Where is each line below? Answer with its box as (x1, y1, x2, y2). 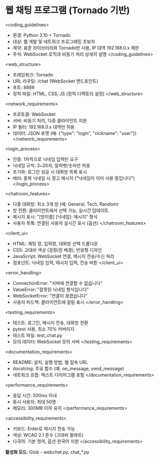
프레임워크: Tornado (12, 71, 54, 77)
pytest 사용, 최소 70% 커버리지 (12, 326, 74, 332)
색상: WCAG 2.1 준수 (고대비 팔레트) (12, 432, 84, 438)
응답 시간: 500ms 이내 (12, 392, 57, 398)
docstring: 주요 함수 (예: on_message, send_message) (12, 365, 125, 371)
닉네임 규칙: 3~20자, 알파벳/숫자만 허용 (12, 162, 90, 169)
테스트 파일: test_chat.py (12, 332, 62, 338)
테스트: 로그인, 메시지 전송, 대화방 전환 (12, 319, 89, 325)
